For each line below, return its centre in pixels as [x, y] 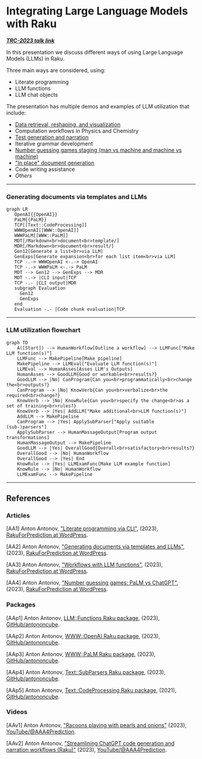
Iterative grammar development [54, 143]
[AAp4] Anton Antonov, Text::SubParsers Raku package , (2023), [86, 672]
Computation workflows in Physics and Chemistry [77, 131]
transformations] [28, 438]
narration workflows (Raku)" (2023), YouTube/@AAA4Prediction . [87, 749]
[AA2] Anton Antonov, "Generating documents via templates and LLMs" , [96, 547]
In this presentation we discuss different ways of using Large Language [95, 52]
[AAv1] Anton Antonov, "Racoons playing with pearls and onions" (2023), [96, 725]
